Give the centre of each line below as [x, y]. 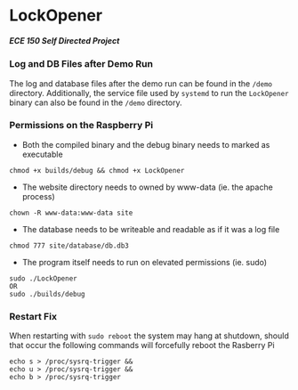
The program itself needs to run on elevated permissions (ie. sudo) [145, 262]
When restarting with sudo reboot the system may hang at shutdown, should [149, 336]
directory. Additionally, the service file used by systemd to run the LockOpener [149, 93]
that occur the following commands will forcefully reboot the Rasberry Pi [142, 345]
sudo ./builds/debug [48, 294]
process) [38, 196]
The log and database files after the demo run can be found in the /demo [141, 83]
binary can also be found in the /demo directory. [96, 102]
